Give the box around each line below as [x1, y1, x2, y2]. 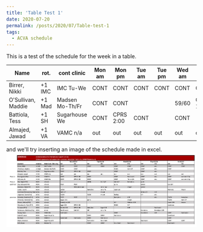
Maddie [8, 103, 28, 110]
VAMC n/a [57, 129, 83, 136]
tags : [6, 29, 20, 35]
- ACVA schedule [11, 35, 53, 42]
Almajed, [8, 126, 31, 133]
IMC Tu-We [57, 85, 86, 92]
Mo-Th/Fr [57, 103, 82, 110]
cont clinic [58, 70, 86, 77]
